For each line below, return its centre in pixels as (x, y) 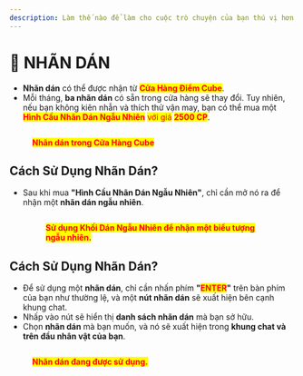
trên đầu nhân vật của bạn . (74, 336)
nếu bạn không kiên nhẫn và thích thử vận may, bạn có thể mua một (149, 107)
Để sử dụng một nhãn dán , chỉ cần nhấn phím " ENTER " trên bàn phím (154, 288)
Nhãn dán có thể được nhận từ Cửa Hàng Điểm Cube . (123, 88)
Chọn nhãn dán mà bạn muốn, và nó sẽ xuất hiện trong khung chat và (154, 327)
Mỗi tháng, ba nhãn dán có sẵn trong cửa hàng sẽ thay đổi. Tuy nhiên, (154, 97)
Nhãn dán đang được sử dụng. (90, 362)
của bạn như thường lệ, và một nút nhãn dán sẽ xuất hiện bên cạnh (148, 298)
